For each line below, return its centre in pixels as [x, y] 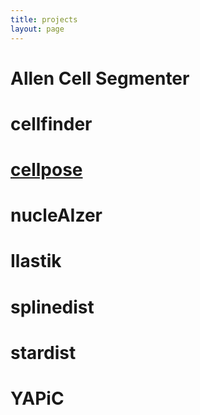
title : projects [44, 19]
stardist [43, 352]
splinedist [52, 307]
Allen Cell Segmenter [100, 78]
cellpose [46, 170]
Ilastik [36, 261]
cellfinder [51, 123]
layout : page [37, 29]
